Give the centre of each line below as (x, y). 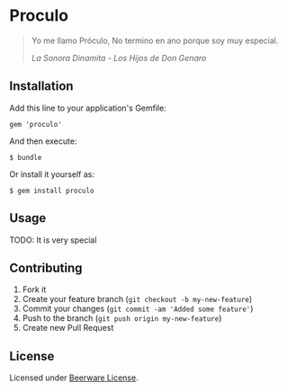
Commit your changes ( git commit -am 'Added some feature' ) (138, 309)
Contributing (46, 267)
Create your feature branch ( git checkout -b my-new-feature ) (137, 299)
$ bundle (26, 157)
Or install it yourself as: (52, 174)
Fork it (34, 289)
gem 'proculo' (36, 124)
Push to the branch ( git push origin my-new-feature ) (122, 318)
